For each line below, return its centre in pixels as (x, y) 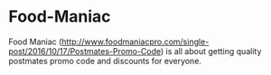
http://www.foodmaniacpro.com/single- (135, 42)
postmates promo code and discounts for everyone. (105, 61)
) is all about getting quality (211, 51)
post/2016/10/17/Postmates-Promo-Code (85, 51)
